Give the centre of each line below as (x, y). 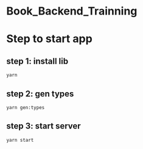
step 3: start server (44, 126)
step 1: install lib (37, 61)
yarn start (20, 140)
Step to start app (49, 39)
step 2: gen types (40, 94)
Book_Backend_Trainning (72, 11)
